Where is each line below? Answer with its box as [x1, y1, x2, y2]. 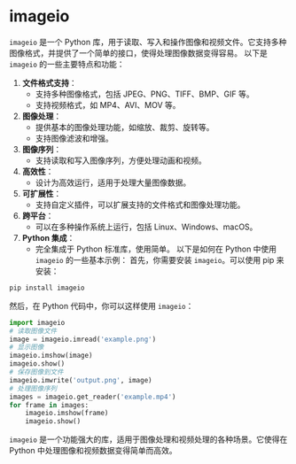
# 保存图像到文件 [9, 367, 64, 377]
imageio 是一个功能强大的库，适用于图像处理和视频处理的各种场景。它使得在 [9, 434, 288, 445]
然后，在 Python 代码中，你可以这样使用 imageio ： [9, 300, 194, 311]
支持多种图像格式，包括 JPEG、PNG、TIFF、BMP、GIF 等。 [35, 89, 254, 99]
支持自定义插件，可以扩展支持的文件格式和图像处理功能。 [35, 199, 245, 210]
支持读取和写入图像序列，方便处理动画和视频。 [35, 155, 206, 166]
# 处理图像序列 [9, 383, 58, 393]
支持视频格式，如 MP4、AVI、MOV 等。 [35, 99, 181, 110]
